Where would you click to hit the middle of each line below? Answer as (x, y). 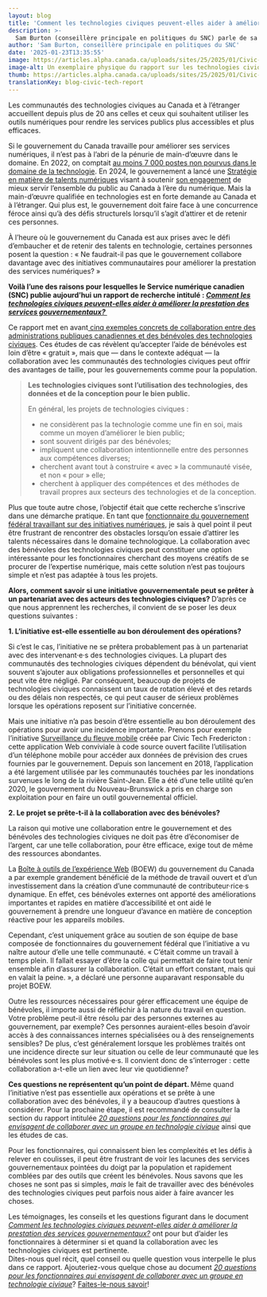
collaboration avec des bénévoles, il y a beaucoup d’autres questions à (124, 1101)
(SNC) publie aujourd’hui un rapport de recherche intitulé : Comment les (130, 294)
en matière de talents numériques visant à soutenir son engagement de (125, 179)
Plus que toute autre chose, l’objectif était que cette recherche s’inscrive (127, 507)
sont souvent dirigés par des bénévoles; (105, 441)
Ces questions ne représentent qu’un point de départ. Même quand (121, 1084)
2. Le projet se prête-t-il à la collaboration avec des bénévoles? (114, 812)
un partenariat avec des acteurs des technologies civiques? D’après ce (128, 598)
